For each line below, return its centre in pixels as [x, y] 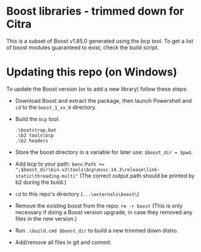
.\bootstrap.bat [36, 130]
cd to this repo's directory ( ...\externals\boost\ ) [77, 194]
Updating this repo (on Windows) [92, 72]
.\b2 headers [32, 141]
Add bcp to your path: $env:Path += [60, 164]
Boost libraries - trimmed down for [95, 11]
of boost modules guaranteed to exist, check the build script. [83, 47]
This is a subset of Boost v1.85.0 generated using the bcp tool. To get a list [100, 41]
